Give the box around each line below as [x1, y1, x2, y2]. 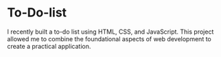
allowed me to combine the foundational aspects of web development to [7, 34, 211, 43]
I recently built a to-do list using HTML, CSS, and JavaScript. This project [7, 27, 214, 36]
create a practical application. [7, 42, 91, 50]
